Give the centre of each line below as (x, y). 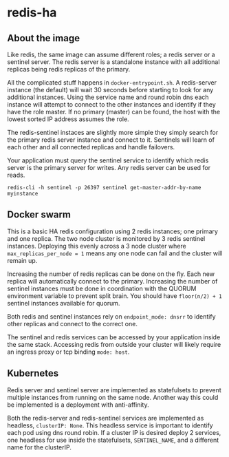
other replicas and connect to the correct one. (72, 323)
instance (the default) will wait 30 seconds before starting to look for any (110, 90)
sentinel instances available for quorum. (64, 303)
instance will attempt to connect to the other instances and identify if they (112, 104)
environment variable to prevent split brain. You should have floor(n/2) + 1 (115, 296)
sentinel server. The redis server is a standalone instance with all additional (113, 62)
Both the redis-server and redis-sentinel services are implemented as (106, 418)
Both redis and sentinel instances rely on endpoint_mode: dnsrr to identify (111, 316)
